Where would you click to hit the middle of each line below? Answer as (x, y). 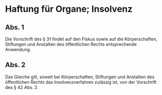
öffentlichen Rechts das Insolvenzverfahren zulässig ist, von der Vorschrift (81, 82)
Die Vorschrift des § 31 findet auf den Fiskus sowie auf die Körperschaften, (81, 39)
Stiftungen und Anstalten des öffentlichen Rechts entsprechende (71, 44)
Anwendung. (18, 49)
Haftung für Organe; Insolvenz (69, 9)
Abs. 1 (15, 27)
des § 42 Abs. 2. (22, 87)
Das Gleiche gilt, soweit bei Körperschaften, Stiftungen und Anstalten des (80, 77)
